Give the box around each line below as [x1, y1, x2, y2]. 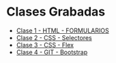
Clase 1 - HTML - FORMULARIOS [16, 26, 110, 35]
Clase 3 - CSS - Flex [16, 41, 74, 49]
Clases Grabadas [6, 4, 106, 20]
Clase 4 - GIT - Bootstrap [16, 48, 88, 56]
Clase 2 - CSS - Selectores [16, 33, 93, 41]
